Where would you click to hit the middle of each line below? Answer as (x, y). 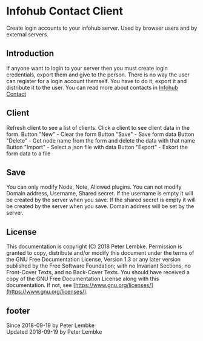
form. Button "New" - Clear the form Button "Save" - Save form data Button (100, 134)
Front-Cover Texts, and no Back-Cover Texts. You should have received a (98, 272)
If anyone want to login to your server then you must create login (87, 68)
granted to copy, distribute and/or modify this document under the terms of (100, 253)
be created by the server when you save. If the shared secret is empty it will (101, 200)
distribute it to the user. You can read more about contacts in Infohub (92, 87)
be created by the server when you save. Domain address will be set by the (100, 206)
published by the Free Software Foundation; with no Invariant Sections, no (98, 266)
